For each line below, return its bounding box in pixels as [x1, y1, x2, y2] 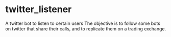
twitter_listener [5, 4, 72, 15]
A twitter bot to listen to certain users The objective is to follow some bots [5, 20, 161, 26]
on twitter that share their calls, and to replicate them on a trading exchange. [5, 25, 166, 31]
